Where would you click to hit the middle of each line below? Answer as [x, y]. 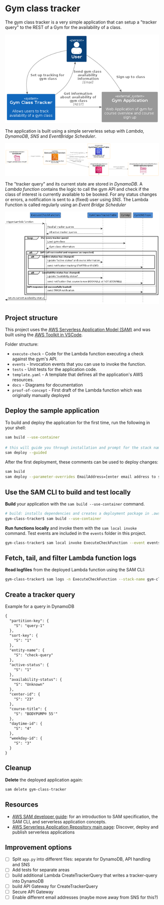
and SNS [21, 865]
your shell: [16, 428]
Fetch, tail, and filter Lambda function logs [71, 558]
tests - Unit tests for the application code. [55, 370]
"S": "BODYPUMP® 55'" [36, 714]
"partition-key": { [29, 621]
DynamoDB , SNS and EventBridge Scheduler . [51, 136]
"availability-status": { [36, 680]
